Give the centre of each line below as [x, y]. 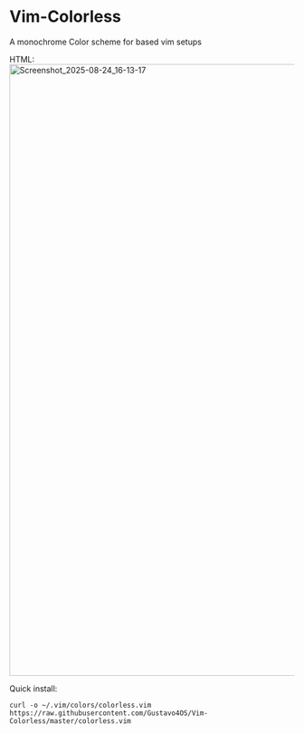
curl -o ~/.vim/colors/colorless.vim [81, 705]
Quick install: [33, 688]
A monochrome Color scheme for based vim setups [105, 42]
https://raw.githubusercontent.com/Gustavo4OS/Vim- [109, 713]
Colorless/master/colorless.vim [70, 721]
